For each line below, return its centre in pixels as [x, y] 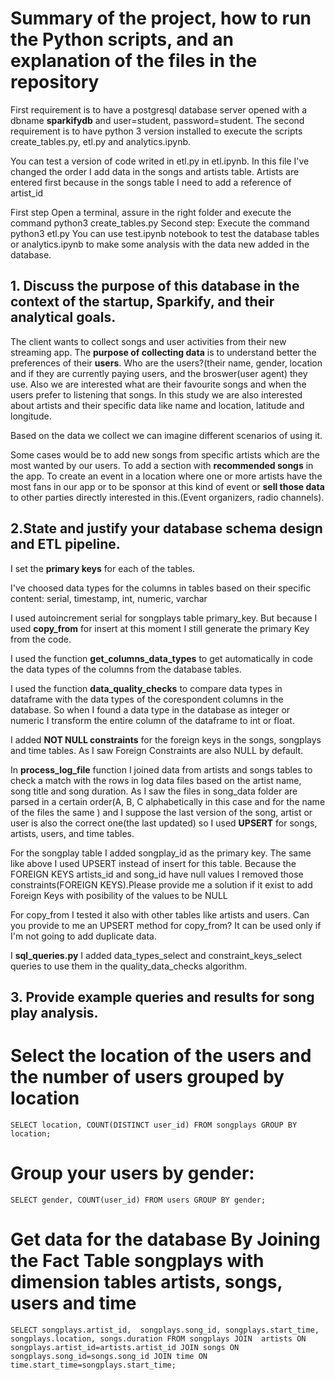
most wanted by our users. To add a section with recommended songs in [162, 465]
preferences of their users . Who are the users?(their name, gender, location [166, 363]
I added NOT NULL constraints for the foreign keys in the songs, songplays [166, 739]
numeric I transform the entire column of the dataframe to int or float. [152, 720]
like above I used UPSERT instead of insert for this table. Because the [153, 863]
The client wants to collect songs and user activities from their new [148, 341]
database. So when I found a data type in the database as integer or [150, 709]
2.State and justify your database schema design [166, 528]
